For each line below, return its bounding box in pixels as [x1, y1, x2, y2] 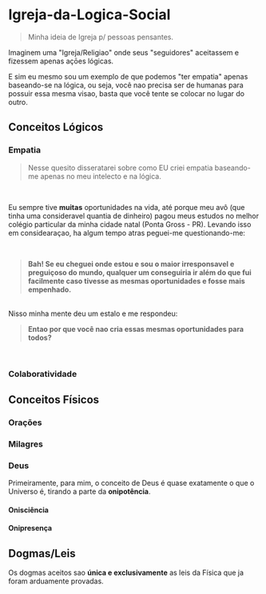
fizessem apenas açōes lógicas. [8, 56, 114, 66]
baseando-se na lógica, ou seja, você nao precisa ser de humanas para [8, 80, 244, 90]
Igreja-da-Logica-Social [8, 6, 171, 24]
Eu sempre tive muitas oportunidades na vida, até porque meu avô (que [8, 202, 245, 212]
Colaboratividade [8, 368, 77, 379]
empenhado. [27, 285, 72, 294]
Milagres [8, 438, 44, 450]
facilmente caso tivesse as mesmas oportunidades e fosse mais [27, 276, 245, 285]
